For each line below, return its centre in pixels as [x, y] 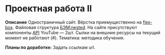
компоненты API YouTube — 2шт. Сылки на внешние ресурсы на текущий [83, 32]
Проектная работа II [49, 9]
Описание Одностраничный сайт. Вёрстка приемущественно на [73, 22]
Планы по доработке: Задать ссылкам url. [50, 47]
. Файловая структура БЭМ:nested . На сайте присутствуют [75, 27]
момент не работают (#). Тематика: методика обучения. [65, 38]
